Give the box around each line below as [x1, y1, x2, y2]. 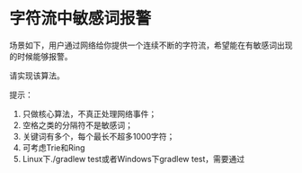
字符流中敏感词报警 [9, 8, 152, 29]
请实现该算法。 [9, 69, 65, 81]
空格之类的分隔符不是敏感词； [22, 119, 133, 131]
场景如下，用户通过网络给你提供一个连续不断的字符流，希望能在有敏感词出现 [9, 40, 293, 50]
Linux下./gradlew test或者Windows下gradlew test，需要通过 [22, 153, 245, 164]
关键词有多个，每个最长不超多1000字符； [22, 131, 175, 141]
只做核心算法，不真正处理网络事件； [22, 108, 157, 119]
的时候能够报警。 [9, 50, 73, 61]
